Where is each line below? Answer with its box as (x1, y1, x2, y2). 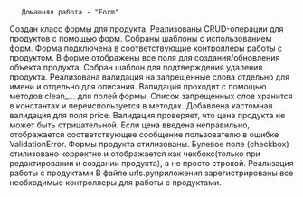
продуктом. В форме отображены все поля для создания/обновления (9, 52, 280, 62)
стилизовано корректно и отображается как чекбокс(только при (9, 148, 260, 159)
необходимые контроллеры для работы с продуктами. (9, 177, 222, 188)
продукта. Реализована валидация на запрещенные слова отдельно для (9, 71, 290, 82)
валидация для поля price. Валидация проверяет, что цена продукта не (9, 110, 286, 120)
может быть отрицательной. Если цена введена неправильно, (9, 119, 251, 130)
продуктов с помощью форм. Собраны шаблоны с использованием (9, 33, 272, 43)
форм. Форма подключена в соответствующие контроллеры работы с (9, 42, 283, 53)
